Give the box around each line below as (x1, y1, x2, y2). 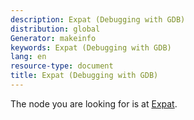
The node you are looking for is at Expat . (10, 97, 178, 110)
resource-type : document (10, 61, 114, 71)
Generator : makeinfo (10, 33, 97, 43)
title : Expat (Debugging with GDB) (10, 71, 159, 81)
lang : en (10, 52, 47, 62)
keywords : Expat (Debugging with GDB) (10, 42, 172, 53)
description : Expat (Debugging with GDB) (10, 14, 186, 25)
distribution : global (10, 24, 101, 34)
